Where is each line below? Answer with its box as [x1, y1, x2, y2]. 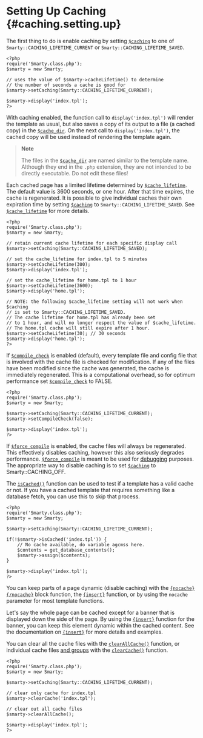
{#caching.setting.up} [6, 17, 121, 31]
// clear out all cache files [6, 706, 83, 712]
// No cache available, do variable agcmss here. [17, 541, 145, 547]
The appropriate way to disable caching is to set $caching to [6, 461, 156, 469]
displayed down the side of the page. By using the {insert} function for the [6, 615, 195, 623]
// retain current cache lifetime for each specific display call [6, 240, 178, 246]
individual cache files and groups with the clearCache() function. [6, 646, 168, 654]
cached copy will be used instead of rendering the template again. [6, 133, 171, 140]
